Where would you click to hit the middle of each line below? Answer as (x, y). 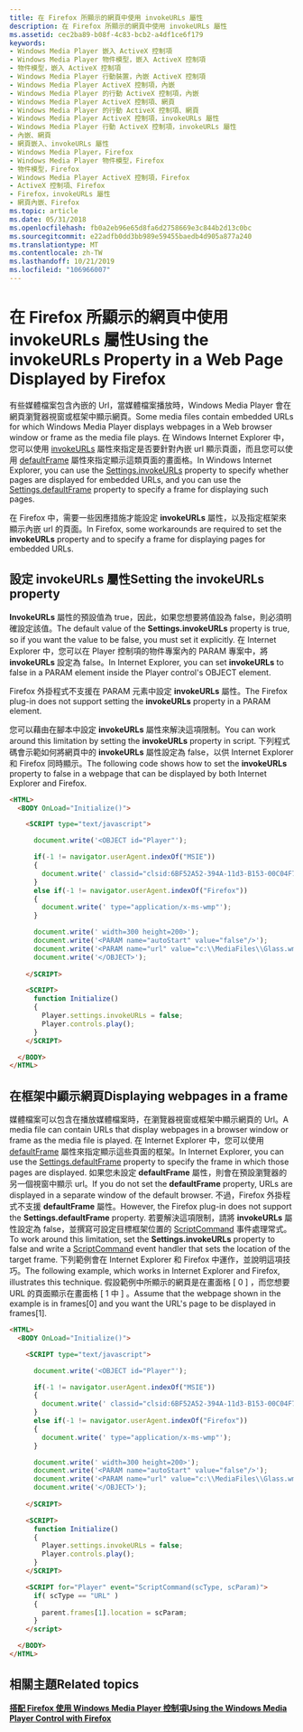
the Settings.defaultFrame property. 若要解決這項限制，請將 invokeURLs (146, 1218)
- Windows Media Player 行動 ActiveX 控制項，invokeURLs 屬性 (123, 127)
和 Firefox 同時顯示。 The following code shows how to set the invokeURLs (148, 763)
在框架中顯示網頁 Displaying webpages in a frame (149, 1096)
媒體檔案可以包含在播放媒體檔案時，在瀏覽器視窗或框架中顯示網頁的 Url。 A (149, 1120)
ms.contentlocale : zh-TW (56, 253)
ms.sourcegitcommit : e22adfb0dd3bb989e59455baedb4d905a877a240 (131, 236)
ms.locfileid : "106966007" (60, 270)
